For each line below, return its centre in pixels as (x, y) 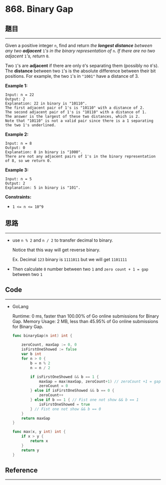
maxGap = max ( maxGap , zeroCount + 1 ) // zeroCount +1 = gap (100, 381)
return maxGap (36, 418)
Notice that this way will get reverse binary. (56, 250)
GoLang (20, 306)
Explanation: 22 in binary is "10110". (46, 104)
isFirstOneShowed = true (64, 404)
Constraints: (18, 197)
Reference (21, 470)
